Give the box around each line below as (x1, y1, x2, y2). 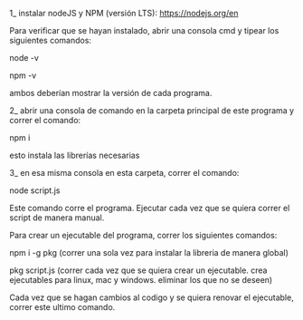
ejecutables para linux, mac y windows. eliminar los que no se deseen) (9, 275, 273, 285)
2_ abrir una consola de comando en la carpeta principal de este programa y (9, 105, 295, 116)
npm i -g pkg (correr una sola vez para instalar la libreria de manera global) (9, 247, 289, 257)
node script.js (9, 185, 61, 196)
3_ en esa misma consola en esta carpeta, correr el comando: (9, 168, 240, 178)
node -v (9, 53, 39, 63)
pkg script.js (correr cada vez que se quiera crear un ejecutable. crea (9, 265, 268, 276)
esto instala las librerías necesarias (9, 150, 140, 160)
